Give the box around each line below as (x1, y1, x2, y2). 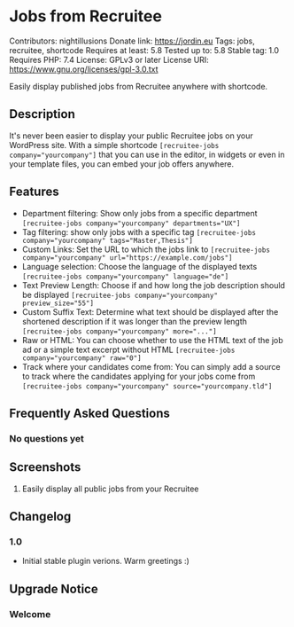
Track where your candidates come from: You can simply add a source (21, 361, 281, 372)
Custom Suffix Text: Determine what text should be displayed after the (21, 306, 279, 317)
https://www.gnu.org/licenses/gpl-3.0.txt (9, 64, 159, 74)
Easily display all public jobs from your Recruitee (21, 483, 199, 494)
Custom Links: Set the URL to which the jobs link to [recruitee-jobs (21, 244, 270, 255)
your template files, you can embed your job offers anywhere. (9, 158, 235, 169)
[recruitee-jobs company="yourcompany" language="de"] (21, 272, 229, 281)
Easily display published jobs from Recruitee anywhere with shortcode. (9, 81, 268, 91)
